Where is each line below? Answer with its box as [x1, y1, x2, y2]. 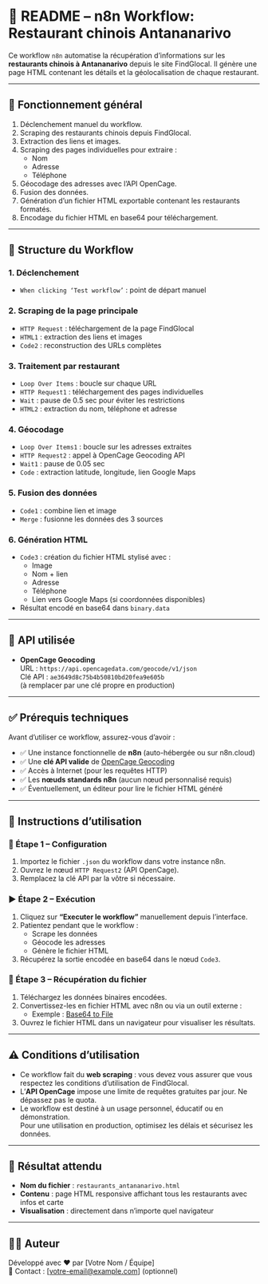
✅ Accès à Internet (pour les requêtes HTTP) [19, 766, 167, 775]
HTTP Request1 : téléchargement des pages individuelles [19, 387, 204, 397]
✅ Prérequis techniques [8, 711, 129, 725]
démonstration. [19, 1112, 70, 1121]
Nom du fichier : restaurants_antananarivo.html [19, 1181, 180, 1191]
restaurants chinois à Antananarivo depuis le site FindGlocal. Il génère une [8, 59, 258, 69]
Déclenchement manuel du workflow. [19, 119, 143, 129]
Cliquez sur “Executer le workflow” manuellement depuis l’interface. [19, 912, 248, 921]
